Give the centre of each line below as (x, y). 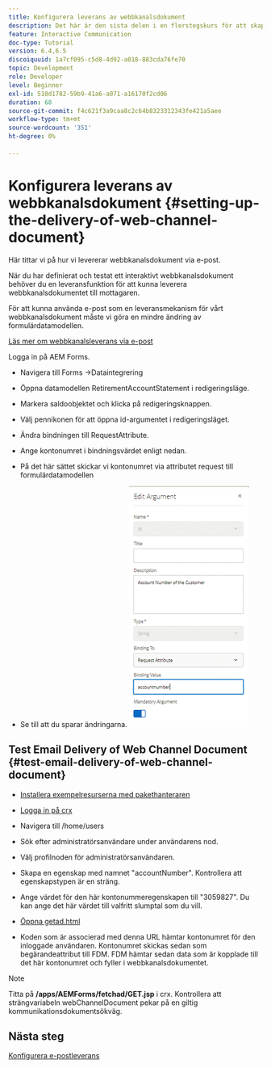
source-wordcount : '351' (50, 128)
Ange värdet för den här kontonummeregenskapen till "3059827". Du (135, 897)
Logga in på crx (46, 810)
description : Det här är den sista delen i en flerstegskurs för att (128, 25)
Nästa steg (36, 1036)
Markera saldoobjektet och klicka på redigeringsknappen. (116, 403)
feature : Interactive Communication (70, 34)
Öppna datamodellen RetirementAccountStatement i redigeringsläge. (135, 388)
